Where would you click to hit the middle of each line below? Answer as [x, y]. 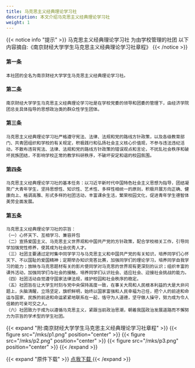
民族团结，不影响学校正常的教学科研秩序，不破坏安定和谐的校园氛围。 [82, 155]
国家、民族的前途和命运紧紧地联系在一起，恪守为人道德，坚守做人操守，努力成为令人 [102, 298]
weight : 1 [18, 22]
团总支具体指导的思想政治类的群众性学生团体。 [54, 109]
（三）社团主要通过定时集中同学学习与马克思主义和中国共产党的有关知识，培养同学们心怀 [97, 254]
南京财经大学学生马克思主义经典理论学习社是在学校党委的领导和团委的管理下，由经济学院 [97, 103]
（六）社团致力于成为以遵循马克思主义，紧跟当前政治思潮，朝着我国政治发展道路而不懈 [95, 310]
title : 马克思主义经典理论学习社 [42, 11]
